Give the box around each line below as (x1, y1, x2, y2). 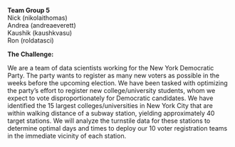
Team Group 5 (7, 6, 50, 14)
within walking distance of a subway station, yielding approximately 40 (7, 109, 215, 117)
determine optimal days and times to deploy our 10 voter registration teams (7, 124, 228, 132)
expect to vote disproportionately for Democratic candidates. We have (7, 94, 214, 102)
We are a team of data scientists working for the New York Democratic (7, 64, 214, 72)
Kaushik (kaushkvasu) (7, 28, 73, 37)
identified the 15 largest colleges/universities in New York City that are (7, 102, 214, 109)
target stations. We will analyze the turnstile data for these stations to (7, 116, 211, 125)
